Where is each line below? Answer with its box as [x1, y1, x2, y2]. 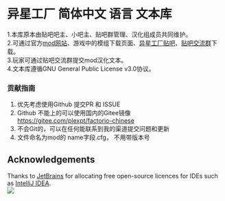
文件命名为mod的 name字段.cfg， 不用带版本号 [16, 133, 150, 141]
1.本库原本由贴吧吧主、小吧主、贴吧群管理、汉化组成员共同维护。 [7, 30, 192, 38]
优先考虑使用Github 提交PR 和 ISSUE [16, 100, 121, 108]
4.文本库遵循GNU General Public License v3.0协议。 [7, 64, 155, 73]
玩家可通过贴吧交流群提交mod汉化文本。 [12, 56, 128, 64]
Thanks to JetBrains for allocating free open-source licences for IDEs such [7, 172, 218, 180]
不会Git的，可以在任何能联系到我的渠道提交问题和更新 [16, 125, 170, 133]
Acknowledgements [7, 154, 95, 165]
